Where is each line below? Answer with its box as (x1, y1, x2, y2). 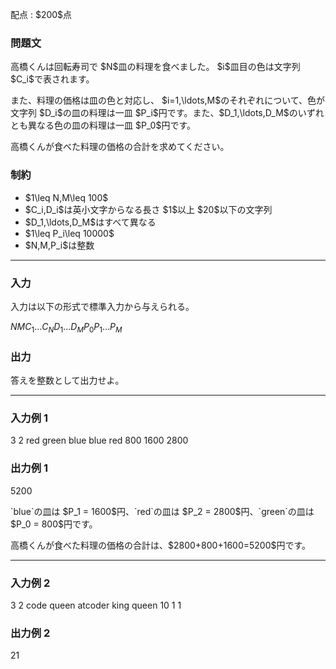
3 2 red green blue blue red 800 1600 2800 (10, 434, 189, 447)
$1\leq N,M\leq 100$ (24, 191, 109, 203)
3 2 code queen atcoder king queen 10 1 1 (10, 599, 182, 611)
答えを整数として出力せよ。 (10, 374, 125, 386)
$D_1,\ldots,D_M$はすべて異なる (24, 216, 157, 228)
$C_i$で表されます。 (10, 73, 95, 85)
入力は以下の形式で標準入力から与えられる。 (10, 300, 195, 312)
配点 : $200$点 (10, 9, 73, 20)
